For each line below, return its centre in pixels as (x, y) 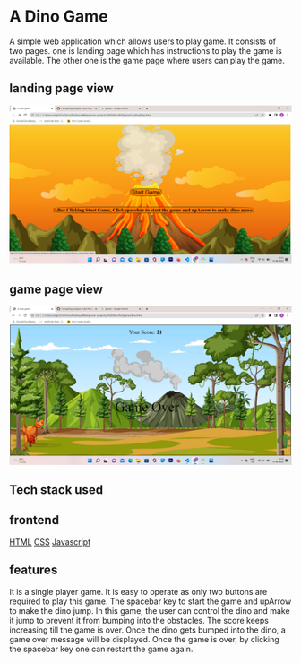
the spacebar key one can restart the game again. (101, 649)
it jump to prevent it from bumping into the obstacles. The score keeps (139, 620)
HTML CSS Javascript (50, 542)
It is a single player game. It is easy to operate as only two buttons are (138, 591)
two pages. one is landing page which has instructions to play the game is (146, 50)
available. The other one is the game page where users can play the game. (147, 60)
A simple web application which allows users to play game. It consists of (142, 41)
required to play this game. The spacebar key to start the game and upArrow (150, 601)
